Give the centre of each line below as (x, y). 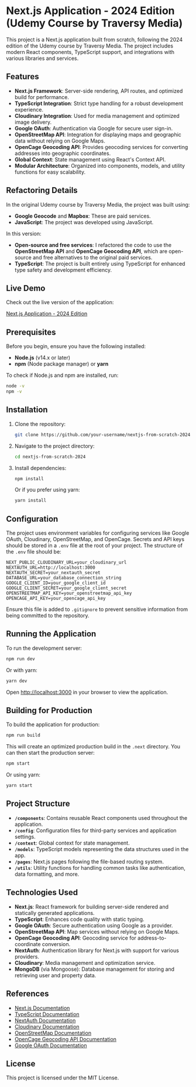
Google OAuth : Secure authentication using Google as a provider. (94, 925)
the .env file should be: (34, 552)
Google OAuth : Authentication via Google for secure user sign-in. (94, 128)
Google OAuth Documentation (51, 1045)
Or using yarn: (23, 775)
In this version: (24, 234)
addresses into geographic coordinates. (63, 153)
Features (23, 77)
